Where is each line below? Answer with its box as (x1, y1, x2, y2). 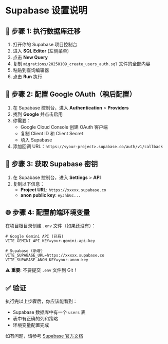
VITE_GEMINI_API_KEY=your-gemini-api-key (5, 239, 96, 244)
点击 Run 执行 (12, 74, 43, 80)
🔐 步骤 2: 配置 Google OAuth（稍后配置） (5, 90, 136, 99)
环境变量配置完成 (12, 322, 49, 328)
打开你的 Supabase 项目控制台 (12, 42, 78, 47)
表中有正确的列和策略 (12, 316, 58, 322)
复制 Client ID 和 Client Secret (20, 130, 84, 136)
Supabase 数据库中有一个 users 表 (12, 309, 86, 315)
